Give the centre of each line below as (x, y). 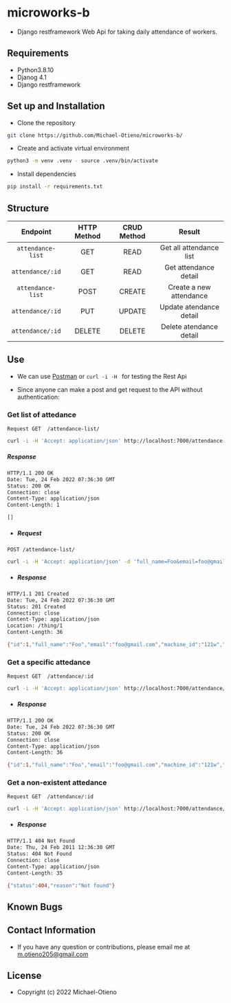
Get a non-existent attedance (57, 783)
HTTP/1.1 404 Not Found (41, 841)
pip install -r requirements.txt (55, 187)
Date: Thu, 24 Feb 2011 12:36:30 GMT (61, 848)
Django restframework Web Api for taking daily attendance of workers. (117, 32)
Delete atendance (189, 327)
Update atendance (189, 307)
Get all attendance (189, 247)
